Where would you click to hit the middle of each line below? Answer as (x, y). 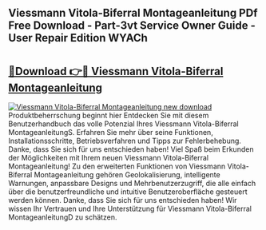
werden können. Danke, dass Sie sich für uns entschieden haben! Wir (123, 200)
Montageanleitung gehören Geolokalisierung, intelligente (127, 174)
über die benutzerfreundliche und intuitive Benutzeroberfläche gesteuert (128, 192)
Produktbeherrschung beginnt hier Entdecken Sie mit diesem (109, 115)
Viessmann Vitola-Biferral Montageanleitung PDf (133, 13)
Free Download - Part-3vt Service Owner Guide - (132, 26)
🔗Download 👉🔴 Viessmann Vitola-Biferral (116, 71)
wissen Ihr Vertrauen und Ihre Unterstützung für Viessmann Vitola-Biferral (130, 208)
